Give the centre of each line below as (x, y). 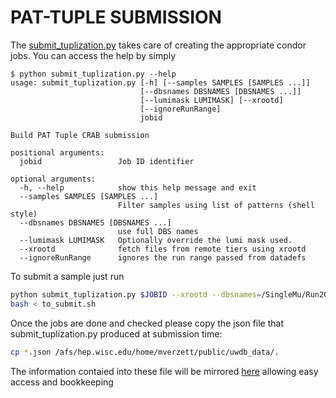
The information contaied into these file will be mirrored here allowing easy (164, 371)
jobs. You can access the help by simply (93, 55)
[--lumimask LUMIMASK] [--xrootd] (211, 100)
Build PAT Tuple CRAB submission (80, 135)
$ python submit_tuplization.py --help (93, 74)
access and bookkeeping (62, 382)
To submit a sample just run (67, 276)
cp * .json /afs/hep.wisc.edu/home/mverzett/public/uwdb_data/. (145, 352)
